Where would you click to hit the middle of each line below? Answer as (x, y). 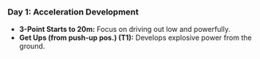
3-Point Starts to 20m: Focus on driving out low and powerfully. (124, 29)
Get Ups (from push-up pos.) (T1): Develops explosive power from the (135, 37)
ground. (32, 46)
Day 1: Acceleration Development (73, 12)
